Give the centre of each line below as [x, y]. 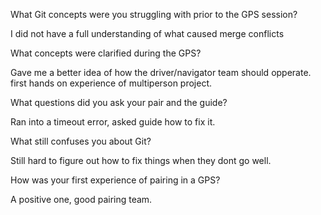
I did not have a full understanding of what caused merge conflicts [147, 33]
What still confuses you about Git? [81, 141]
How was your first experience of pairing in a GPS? [115, 180]
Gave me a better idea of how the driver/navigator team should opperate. [161, 72]
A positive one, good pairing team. [81, 199]
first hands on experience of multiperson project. [111, 83]
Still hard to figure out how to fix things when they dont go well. [141, 160]
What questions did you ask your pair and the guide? [119, 102]
